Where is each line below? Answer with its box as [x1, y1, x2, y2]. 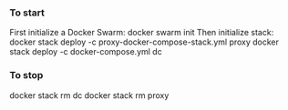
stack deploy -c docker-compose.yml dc [9, 46, 162, 57]
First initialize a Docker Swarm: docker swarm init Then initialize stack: [9, 27, 274, 38]
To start [9, 6, 46, 19]
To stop [9, 69, 44, 82]
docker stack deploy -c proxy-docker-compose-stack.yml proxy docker [9, 36, 280, 47]
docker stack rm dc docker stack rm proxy [9, 89, 170, 101]
